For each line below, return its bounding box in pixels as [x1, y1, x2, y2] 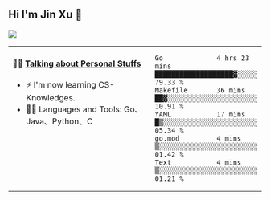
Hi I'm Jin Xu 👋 [8, 8, 83, 22]
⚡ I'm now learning [26, 80, 96, 91]
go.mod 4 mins [154, 133, 242, 143]
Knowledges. [26, 92, 76, 104]
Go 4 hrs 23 [154, 53, 250, 63]
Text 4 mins [154, 157, 242, 167]
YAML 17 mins [154, 109, 246, 119]
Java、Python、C [26, 116, 93, 127]
